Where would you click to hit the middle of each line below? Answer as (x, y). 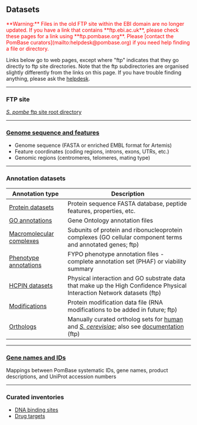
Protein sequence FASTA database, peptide (127, 203)
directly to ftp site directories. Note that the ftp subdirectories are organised (97, 66)
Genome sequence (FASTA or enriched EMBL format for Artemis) (93, 145)
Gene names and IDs (36, 358)
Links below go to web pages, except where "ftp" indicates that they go (92, 60)
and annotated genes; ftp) (103, 244)
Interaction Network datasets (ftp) (114, 293)
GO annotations (30, 220)
